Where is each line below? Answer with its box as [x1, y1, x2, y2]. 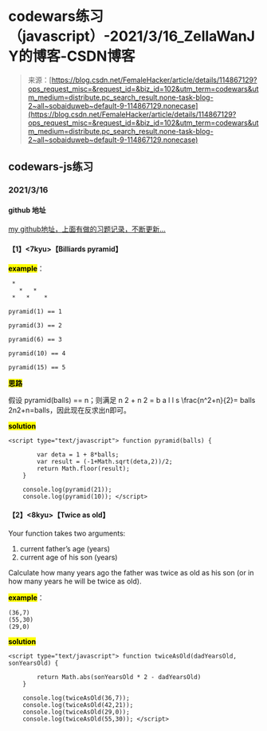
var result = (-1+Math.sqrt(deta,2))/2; [37, 457, 173, 465]
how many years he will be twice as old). [8, 576, 142, 586]
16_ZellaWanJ [162, 27, 255, 45]
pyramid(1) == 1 [8, 307, 62, 315]
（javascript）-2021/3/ [8, 27, 163, 45]
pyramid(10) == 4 [8, 349, 66, 358]
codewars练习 [8, 7, 104, 26]
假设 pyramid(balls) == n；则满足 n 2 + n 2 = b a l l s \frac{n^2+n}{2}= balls [8, 395, 256, 405]
